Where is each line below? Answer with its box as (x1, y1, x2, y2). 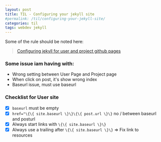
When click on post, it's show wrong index (12, 77, 97, 82)
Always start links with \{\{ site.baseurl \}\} (12, 121, 107, 127)
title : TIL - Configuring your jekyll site (5, 12, 95, 17)
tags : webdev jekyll (5, 25, 47, 30)
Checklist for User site (5, 94, 59, 101)
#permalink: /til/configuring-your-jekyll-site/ (5, 16, 106, 21)
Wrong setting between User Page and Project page (12, 71, 117, 77)
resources (12, 132, 33, 138)
